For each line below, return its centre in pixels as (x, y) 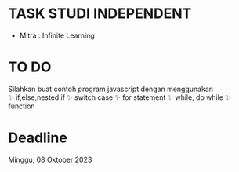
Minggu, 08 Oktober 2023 (50, 159)
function (22, 106)
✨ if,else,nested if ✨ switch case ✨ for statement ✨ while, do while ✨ (119, 97)
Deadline (38, 138)
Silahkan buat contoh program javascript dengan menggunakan (111, 89)
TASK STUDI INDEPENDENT (100, 14)
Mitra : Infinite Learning (57, 35)
